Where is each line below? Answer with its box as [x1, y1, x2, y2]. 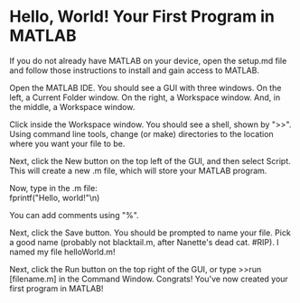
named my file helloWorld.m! [9, 246, 116, 257]
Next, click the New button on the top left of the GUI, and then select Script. [9, 155, 291, 166]
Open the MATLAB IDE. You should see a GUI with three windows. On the [9, 82, 282, 93]
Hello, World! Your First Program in [9, 6, 276, 27]
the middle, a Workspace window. [9, 101, 136, 112]
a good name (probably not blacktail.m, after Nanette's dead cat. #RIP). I [9, 236, 279, 247]
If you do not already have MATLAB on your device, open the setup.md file [9, 55, 287, 66]
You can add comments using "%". [9, 209, 139, 220]
